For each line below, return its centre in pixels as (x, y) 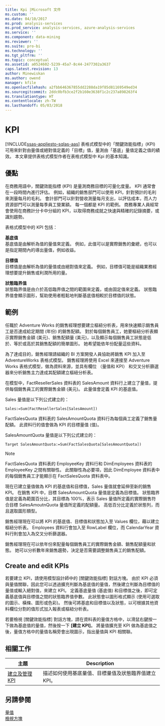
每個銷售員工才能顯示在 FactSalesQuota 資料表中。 (61, 476)
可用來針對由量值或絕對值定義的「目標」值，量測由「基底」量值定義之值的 (80, 150)
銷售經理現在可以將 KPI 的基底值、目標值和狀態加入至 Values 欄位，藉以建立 (82, 521)
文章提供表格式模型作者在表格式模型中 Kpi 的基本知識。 (75, 156)
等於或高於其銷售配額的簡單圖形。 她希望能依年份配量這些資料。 (79, 343)
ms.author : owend (23, 78)
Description (100, 664)
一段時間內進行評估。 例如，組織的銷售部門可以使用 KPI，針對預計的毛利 (82, 192)
